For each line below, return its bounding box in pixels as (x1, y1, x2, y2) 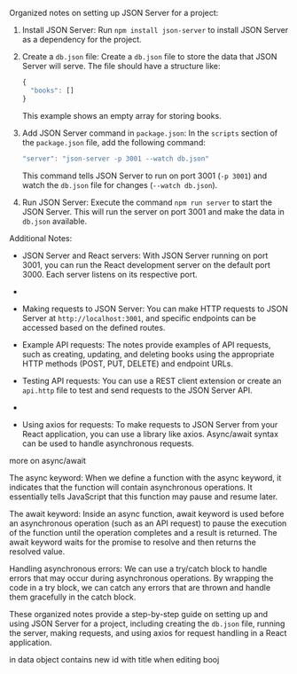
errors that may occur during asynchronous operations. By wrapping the (9, 572, 274, 584)
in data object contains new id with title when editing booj (9, 654, 220, 664)
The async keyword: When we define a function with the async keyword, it (9, 472, 282, 482)
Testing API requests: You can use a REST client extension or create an (21, 375, 282, 386)
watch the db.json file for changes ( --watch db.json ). (21, 179, 218, 190)
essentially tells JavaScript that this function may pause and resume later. (9, 491, 278, 502)
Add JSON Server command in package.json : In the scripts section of (21, 128, 278, 138)
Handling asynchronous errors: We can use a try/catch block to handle (9, 563, 268, 574)
